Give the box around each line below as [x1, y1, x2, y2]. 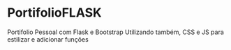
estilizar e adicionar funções [7, 35, 89, 43]
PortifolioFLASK [7, 5, 103, 21]
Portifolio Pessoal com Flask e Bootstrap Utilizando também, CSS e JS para [7, 28, 225, 36]
